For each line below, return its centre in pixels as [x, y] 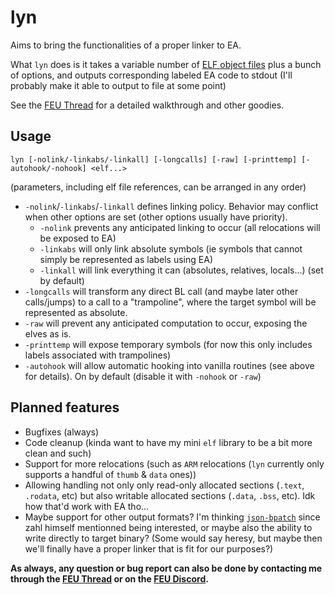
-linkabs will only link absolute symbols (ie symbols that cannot [171, 248]
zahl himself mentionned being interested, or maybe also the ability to [168, 527]
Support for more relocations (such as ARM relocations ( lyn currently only [174, 463]
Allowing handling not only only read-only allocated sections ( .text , [164, 485]
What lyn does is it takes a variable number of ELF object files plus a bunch [166, 64]
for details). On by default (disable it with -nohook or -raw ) [143, 376]
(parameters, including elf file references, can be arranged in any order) [158, 187]
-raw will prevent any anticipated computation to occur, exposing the [166, 323]
